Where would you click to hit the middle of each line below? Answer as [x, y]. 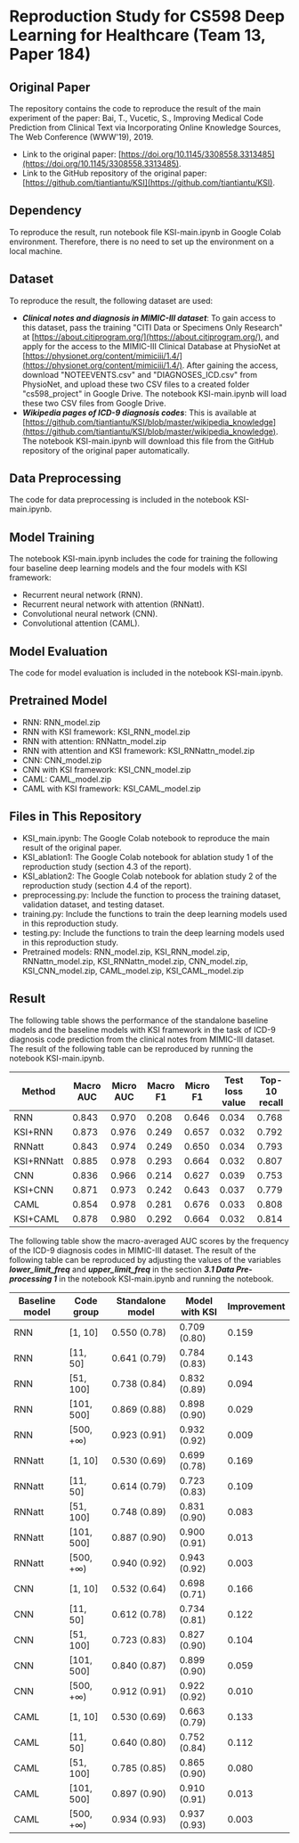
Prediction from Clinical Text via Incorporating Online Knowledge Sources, [145, 127]
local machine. [36, 250]
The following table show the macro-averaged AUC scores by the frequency [149, 1241]
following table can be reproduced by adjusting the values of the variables [145, 1259]
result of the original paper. [72, 848]
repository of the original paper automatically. [105, 450]
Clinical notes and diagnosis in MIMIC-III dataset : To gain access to [149, 317]
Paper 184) [50, 54]
